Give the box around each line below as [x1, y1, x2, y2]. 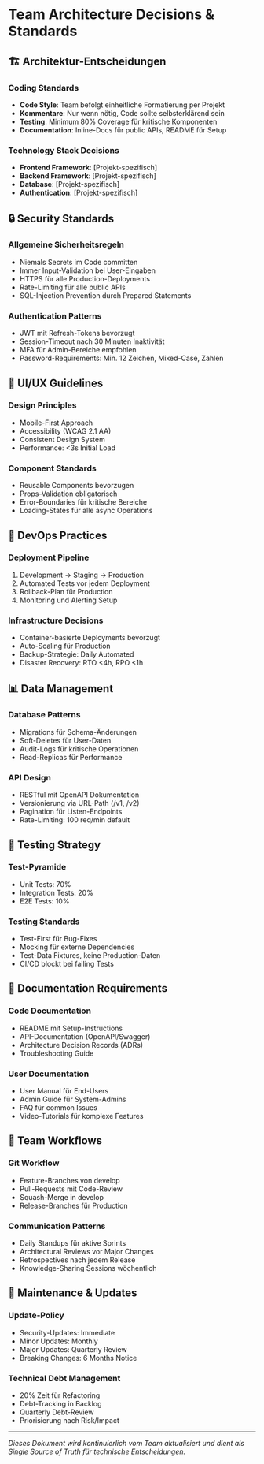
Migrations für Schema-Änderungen [19, 727, 137, 736]
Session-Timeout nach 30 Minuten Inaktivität [19, 337, 165, 346]
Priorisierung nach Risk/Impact [19, 1416, 120, 1425]
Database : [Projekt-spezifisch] [19, 180, 120, 189]
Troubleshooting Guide [19, 1049, 94, 1058]
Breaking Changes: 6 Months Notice [19, 1353, 137, 1362]
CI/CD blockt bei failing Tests [19, 959, 114, 969]
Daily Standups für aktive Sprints [19, 1239, 126, 1248]
